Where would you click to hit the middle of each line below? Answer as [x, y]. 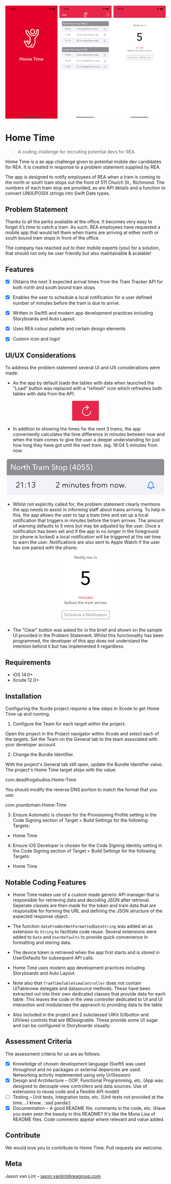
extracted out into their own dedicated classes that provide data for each [89, 993]
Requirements [28, 662]
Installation [23, 696]
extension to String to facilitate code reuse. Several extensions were [84, 931]
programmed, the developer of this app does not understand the [80, 641]
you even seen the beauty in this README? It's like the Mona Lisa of [84, 1114]
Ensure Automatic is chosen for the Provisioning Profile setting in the [84, 815]
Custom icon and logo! [36, 339]
